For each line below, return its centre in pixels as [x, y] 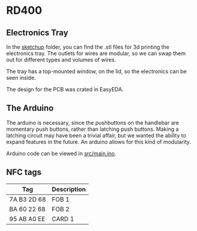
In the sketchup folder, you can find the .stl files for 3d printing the [88, 47]
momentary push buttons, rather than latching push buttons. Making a [93, 129]
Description [69, 189]
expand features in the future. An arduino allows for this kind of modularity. [99, 142]
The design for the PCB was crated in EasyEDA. [65, 89]
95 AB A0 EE [27, 218]
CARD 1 [63, 218]
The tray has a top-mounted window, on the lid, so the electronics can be [96, 71]
